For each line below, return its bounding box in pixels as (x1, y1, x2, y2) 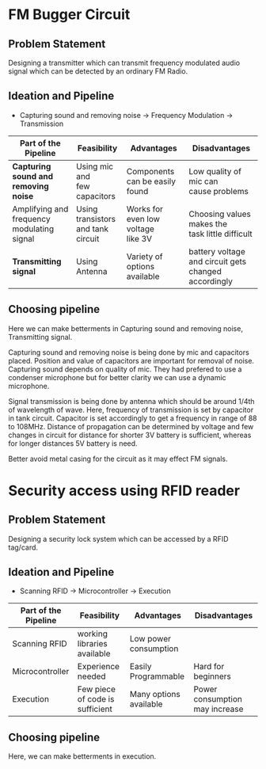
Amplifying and (12, 204, 69, 215)
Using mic (76, 161, 113, 172)
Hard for (193, 661, 225, 672)
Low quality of (188, 166, 241, 177)
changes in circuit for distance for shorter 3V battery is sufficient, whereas (8, 430, 252, 440)
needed (77, 671, 106, 682)
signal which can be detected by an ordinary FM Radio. (8, 67, 188, 76)
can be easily (126, 176, 177, 187)
